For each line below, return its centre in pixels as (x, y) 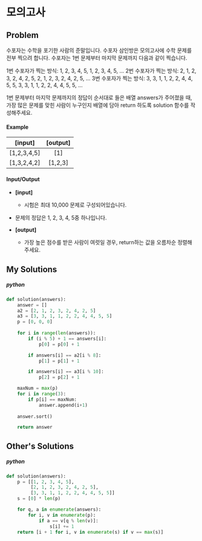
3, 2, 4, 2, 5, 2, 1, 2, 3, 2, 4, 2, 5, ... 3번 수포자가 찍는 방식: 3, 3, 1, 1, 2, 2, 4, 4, (99, 78)
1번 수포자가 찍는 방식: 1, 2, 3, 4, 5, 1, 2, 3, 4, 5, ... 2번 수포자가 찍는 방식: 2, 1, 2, (101, 71)
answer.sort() (35, 416)
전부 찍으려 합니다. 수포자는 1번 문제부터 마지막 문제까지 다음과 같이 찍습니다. (97, 58)
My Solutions (32, 269)
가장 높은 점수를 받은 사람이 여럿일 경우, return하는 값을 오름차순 (100, 242)
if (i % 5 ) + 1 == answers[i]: (67, 339)
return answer (35, 427)
